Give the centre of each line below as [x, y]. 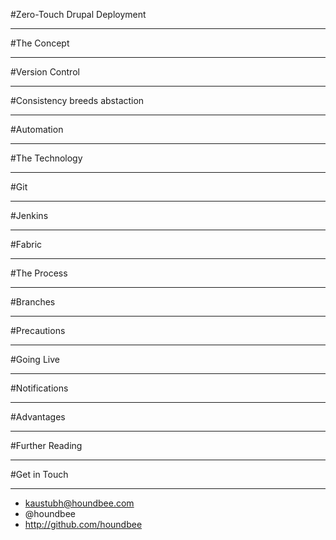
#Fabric [26, 244]
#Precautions [38, 330]
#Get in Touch [39, 474]
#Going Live [35, 359]
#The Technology [46, 158]
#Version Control [45, 72]
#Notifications [39, 388]
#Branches [33, 302]
